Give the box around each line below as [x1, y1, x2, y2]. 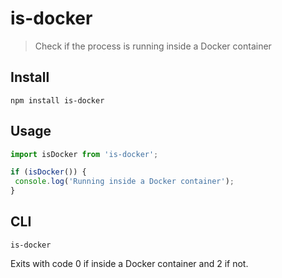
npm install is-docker [10, 95, 105, 106]
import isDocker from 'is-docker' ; [10, 149, 159, 159]
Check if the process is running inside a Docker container [34, 40, 272, 52]
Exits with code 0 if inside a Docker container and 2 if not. [10, 257, 249, 269]
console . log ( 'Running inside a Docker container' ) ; [14, 177, 235, 187]
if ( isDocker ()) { [10, 167, 87, 177]
